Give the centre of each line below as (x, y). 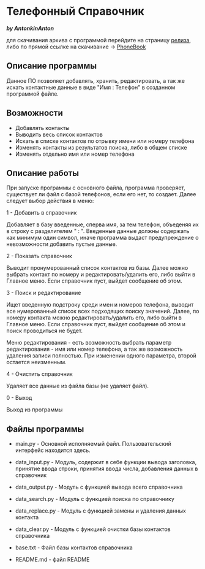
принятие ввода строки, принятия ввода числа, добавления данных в (106, 469)
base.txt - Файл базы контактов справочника (74, 548)
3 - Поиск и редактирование (44, 293)
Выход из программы (35, 410)
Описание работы (43, 173)
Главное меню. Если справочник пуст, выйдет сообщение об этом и (96, 324)
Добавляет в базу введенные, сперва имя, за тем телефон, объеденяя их (102, 224)
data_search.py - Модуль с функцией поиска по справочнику (95, 499)
